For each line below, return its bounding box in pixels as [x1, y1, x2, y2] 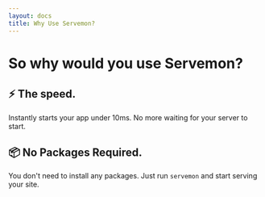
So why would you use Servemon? [8, 54, 243, 73]
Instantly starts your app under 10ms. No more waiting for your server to [8, 112, 248, 122]
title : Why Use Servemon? [8, 19, 95, 27]
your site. [8, 179, 39, 190]
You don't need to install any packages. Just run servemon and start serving [8, 171, 258, 181]
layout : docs [8, 11, 52, 20]
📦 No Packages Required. [8, 145, 143, 159]
